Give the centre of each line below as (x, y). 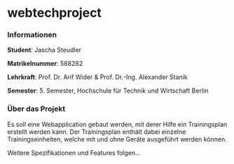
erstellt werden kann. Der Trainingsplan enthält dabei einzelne (97, 132)
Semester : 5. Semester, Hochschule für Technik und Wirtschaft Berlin (108, 91)
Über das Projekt (36, 109)
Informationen (32, 35)
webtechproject (54, 13)
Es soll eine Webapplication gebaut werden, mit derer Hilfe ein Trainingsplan (117, 124)
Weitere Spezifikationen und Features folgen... (74, 153)
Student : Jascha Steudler (44, 50)
